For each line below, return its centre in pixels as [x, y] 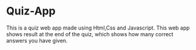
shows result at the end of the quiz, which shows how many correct [90, 34]
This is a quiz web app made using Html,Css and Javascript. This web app [98, 28]
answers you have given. [37, 40]
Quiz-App [31, 11]
